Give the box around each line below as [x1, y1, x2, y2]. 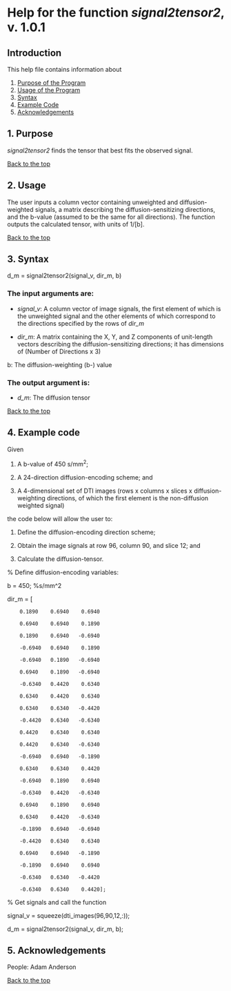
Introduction [7, 47, 62, 59]
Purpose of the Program [17, 79, 86, 87]
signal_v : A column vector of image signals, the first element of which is [17, 304, 221, 313]
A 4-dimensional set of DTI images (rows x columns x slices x [17, 487, 193, 495]
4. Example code [7, 426, 81, 439]
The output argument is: [7, 377, 90, 387]
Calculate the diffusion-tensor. [17, 554, 104, 563]
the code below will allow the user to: [7, 514, 113, 522]
